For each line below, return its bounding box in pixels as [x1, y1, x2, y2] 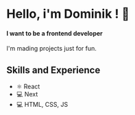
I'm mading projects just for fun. [6, 44, 97, 53]
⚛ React [16, 82, 40, 91]
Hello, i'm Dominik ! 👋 [6, 6, 130, 22]
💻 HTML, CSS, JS [16, 101, 69, 109]
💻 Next [16, 90, 38, 99]
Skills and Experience [6, 64, 101, 76]
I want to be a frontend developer [6, 29, 103, 37]
